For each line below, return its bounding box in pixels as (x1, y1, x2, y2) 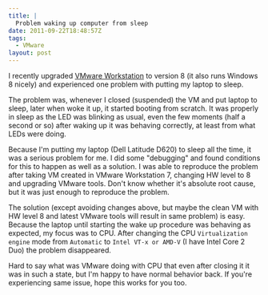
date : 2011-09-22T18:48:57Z (8, 26, 102, 34)
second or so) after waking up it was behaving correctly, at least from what (8, 121, 256, 130)
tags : (8, 34, 26, 42)
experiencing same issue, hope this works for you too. (8, 278, 187, 287)
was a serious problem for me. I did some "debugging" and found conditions (8, 153, 261, 163)
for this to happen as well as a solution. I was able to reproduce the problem (8, 162, 258, 171)
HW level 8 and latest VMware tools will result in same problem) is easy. (8, 212, 246, 220)
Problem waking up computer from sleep (15, 19, 149, 27)
